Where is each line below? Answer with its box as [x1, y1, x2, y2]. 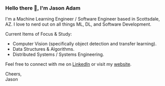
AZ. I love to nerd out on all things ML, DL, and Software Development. [5, 21, 151, 27]
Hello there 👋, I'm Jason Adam [5, 5, 81, 12]
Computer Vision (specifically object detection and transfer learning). [12, 41, 157, 47]
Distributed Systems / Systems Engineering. [12, 51, 104, 57]
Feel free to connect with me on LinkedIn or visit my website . [5, 61, 132, 67]
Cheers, [5, 71, 22, 77]
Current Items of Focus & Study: [5, 31, 72, 37]
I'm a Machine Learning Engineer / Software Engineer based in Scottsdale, [5, 16, 160, 22]
